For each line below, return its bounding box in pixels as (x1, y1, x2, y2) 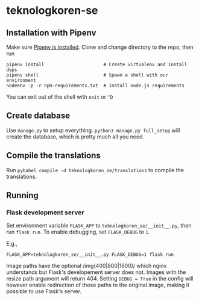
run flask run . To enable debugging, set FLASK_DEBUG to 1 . (6, 228, 150, 235)
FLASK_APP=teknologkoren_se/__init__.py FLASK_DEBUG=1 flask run (6, 252, 174, 258)
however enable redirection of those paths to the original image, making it (6, 281, 190, 289)
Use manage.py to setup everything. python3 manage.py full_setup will (6, 126, 180, 134)
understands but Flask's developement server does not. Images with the (6, 268, 186, 276)
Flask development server (6, 208, 84, 217)
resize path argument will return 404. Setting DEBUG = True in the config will (6, 275, 194, 282)
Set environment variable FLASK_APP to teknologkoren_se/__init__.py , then (6, 222, 192, 229)
